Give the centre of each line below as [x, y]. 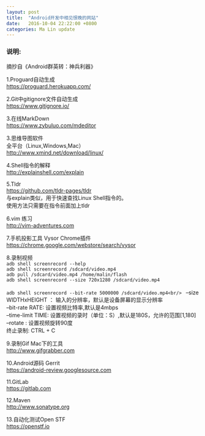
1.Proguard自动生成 [31, 79]
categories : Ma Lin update [41, 29]
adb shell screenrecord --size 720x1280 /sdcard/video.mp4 [83, 280]
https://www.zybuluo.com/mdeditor [51, 125]
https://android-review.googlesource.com [59, 370]
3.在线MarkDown [28, 118]
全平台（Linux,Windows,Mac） [45, 145]
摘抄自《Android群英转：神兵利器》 [51, 66]
